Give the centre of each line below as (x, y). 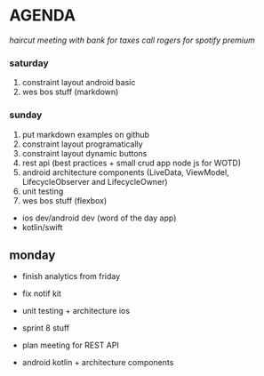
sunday (26, 115)
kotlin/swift (42, 227)
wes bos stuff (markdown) (70, 92)
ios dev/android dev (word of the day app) (99, 218)
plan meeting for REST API (71, 345)
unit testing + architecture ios (76, 311)
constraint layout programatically (83, 144)
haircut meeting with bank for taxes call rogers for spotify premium (132, 40)
